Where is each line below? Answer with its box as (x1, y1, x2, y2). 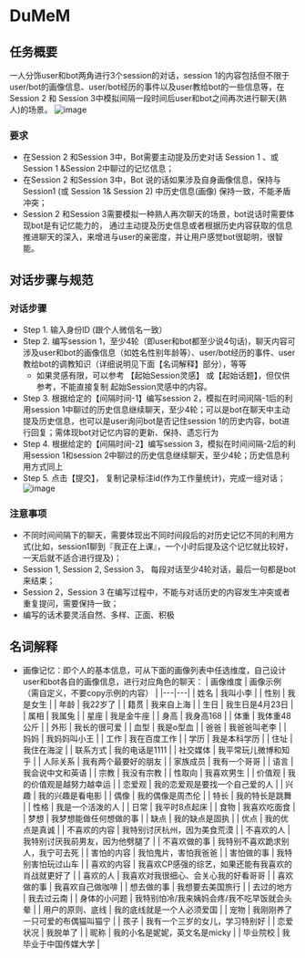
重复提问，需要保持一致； (22, 599, 119, 609)
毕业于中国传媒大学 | (22, 939, 100, 950)
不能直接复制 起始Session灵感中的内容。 (60, 380, 212, 392)
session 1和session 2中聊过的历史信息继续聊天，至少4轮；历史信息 (30, 449, 282, 461)
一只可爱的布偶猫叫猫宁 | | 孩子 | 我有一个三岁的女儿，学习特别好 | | (22, 916, 276, 927)
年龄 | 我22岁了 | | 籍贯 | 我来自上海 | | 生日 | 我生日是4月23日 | (58, 699, 294, 710)
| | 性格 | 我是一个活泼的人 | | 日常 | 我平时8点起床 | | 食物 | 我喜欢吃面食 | (22, 802, 296, 813)
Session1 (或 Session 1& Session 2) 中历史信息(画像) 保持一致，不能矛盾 (22, 186, 291, 197)
